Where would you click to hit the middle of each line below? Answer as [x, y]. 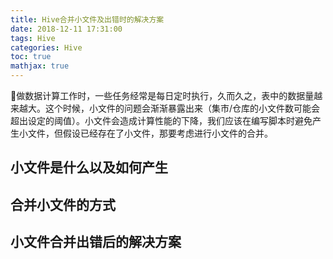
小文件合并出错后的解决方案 [96, 242]
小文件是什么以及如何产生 [89, 167]
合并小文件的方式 [63, 204]
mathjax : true [40, 66]
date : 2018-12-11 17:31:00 [66, 29]
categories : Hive [46, 47]
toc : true [31, 57]
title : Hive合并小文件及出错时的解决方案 [87, 19]
